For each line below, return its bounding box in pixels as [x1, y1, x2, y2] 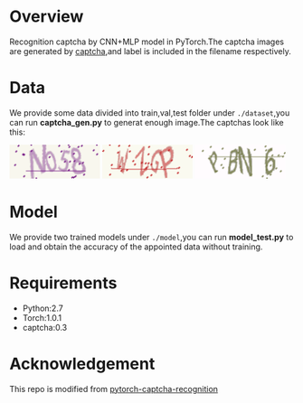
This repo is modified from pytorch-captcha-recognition [9, 383, 219, 394]
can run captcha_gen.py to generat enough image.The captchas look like [9, 117, 284, 127]
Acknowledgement [9, 353, 156, 374]
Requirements [9, 273, 118, 293]
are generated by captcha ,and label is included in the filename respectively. [9, 45, 291, 56]
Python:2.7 [22, 303, 63, 314]
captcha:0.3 [22, 322, 68, 333]
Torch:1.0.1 [22, 312, 62, 323]
